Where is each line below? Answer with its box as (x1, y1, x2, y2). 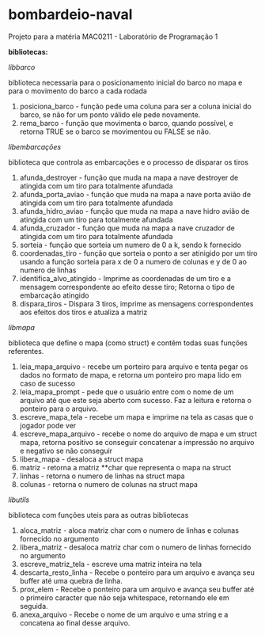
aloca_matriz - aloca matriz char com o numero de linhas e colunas (19, 525, 240, 535)
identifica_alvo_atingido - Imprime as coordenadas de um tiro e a (19, 273, 232, 283)
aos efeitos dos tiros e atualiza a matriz (19, 307, 148, 317)
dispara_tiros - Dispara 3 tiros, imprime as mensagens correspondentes (19, 298, 254, 308)
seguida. (19, 601, 49, 610)
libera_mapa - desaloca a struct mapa (19, 454, 144, 464)
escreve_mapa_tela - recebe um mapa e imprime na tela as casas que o (19, 412, 254, 421)
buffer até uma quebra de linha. (19, 576, 123, 585)
